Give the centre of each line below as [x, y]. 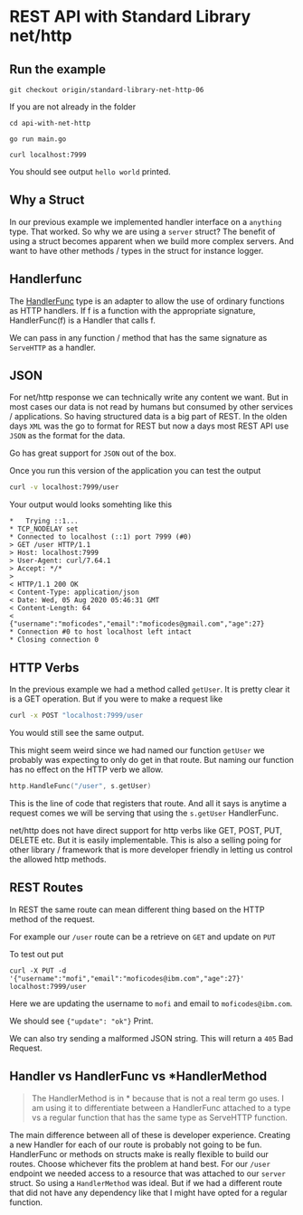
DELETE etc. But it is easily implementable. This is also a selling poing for [146, 840]
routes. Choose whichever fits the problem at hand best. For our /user [140, 1163]
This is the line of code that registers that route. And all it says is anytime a [148, 803]
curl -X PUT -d [38, 970]
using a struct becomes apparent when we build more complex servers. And [151, 240]
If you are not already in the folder [73, 107]
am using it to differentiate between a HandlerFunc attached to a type [161, 1107]
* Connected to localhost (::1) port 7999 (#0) [101, 537]
